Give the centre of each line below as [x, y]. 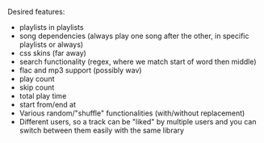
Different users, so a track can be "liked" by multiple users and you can [138, 122]
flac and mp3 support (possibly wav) [80, 70]
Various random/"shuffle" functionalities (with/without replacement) [132, 113]
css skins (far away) [52, 53]
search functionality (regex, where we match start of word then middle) [138, 61]
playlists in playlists [51, 27]
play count [37, 79]
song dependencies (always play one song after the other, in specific [134, 36]
